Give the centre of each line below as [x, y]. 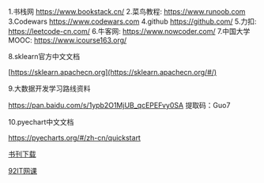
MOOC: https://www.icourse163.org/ [68, 40]
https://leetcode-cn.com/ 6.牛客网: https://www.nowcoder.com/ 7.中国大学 [129, 31]
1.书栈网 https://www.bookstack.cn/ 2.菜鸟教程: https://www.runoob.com [127, 11]
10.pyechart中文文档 [41, 122]
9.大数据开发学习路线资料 [49, 88]
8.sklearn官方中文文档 [44, 56]
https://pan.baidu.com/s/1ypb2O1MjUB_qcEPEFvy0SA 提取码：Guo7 [119, 105]
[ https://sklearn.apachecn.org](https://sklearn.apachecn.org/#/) [113, 72]
